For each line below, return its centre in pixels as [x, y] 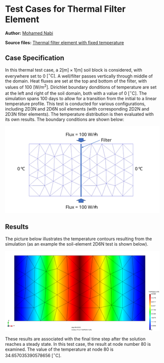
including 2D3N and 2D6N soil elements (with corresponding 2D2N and [77, 109]
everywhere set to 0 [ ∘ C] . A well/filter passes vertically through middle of [79, 76]
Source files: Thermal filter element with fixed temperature [65, 42]
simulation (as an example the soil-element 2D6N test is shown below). [77, 244]
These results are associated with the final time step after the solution [75, 339]
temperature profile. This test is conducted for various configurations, [75, 104]
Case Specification [35, 58]
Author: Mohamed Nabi [29, 33]
